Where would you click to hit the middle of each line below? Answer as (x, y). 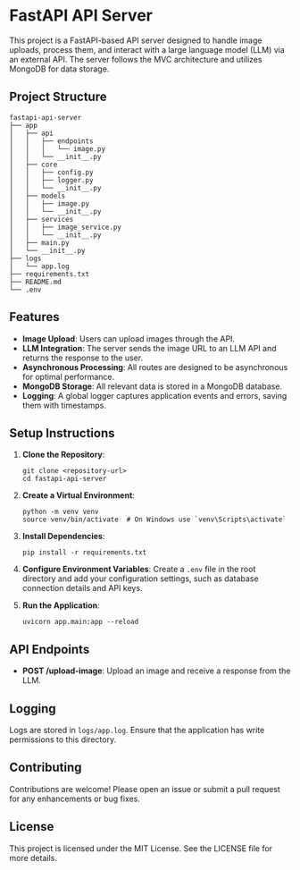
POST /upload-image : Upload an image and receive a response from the (156, 671)
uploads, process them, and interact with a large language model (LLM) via (147, 49)
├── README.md (36, 282)
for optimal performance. (68, 376)
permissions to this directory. (63, 739)
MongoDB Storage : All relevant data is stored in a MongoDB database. (152, 386)
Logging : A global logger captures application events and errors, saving (154, 395)
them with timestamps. (64, 405)
